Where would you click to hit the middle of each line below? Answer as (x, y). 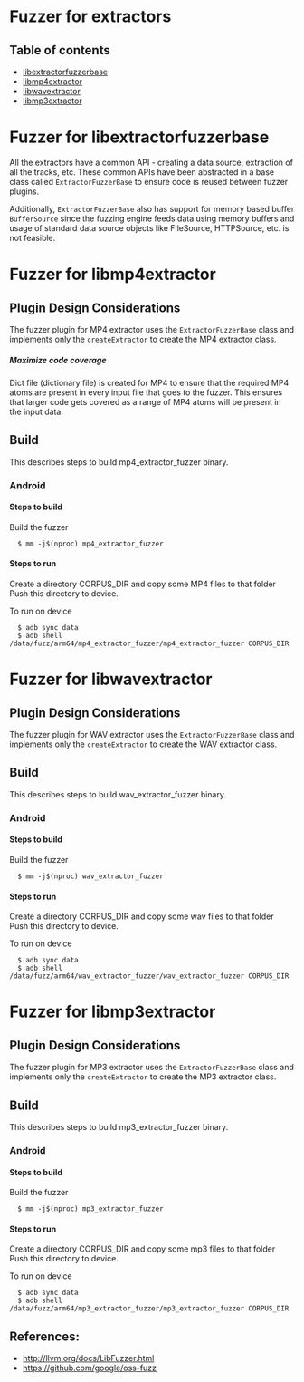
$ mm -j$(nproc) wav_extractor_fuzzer (91, 876)
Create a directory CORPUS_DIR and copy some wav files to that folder (142, 916)
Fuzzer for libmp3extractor (113, 1012)
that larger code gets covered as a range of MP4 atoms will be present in (146, 401)
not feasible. (33, 237)
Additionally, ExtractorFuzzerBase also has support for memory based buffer (152, 208)
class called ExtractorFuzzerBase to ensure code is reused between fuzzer (149, 181)
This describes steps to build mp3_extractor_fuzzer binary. (119, 1127)
